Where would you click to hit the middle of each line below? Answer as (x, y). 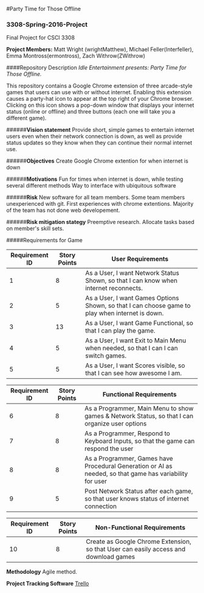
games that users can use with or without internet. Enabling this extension (99, 92)
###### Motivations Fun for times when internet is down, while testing (95, 179)
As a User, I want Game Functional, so (139, 323)
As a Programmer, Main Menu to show (139, 408)
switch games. (106, 356)
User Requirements (140, 259)
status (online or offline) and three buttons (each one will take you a (91, 112)
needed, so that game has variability (136, 474)
